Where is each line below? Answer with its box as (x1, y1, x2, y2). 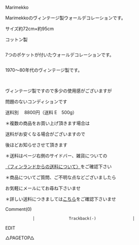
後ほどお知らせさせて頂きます (5, 142, 67, 148)
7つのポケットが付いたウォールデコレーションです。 (5, 52, 114, 58)
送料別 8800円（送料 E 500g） (5, 110, 77, 115)
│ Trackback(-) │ (32, 216, 135, 221)
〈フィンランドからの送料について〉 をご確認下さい (5, 164, 112, 170)
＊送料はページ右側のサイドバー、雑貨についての (5, 153, 108, 158)
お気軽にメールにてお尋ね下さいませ (5, 185, 81, 191)
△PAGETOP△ (5, 235, 34, 241)
